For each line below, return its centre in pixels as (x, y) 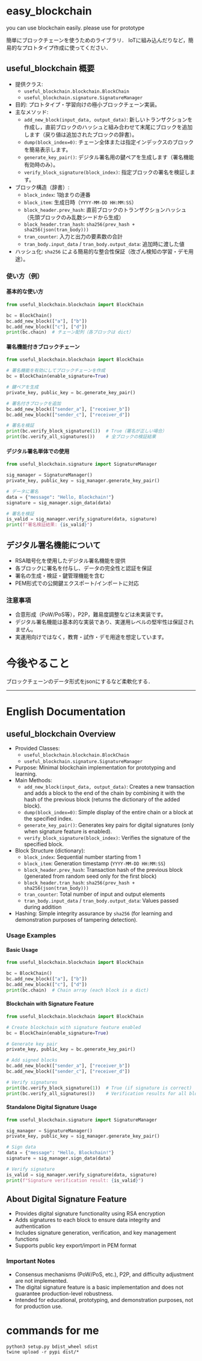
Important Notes (31, 1261)
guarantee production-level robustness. (64, 1293)
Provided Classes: (37, 748)
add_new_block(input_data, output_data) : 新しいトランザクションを (108, 119)
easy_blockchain (49, 11)
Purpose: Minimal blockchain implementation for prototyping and (95, 768)
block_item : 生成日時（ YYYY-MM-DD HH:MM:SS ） (80, 202)
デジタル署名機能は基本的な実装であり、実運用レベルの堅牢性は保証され (104, 622)
